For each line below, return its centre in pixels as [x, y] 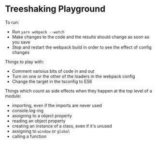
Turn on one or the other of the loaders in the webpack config [73, 76]
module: [13, 96]
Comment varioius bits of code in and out [53, 71]
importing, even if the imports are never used [57, 105]
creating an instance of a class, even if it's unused [62, 126]
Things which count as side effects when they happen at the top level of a [78, 91]
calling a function [29, 136]
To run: [12, 22]
